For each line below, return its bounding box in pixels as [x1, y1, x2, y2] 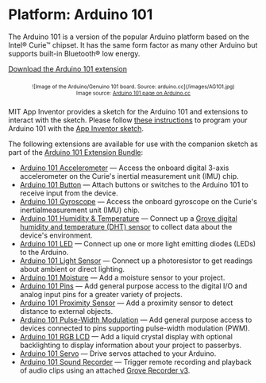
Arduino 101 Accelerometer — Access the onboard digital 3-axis [19, 163, 229, 172]
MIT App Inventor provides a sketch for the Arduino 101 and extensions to [8, 106, 249, 116]
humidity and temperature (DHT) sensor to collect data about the [19, 222, 233, 231]
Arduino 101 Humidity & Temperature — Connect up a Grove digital [19, 213, 238, 223]
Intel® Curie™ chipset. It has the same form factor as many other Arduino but [8, 40, 258, 49]
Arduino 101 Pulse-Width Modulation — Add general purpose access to [19, 315, 253, 324]
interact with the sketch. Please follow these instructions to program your [8, 115, 248, 125]
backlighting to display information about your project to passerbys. [19, 340, 242, 350]
